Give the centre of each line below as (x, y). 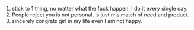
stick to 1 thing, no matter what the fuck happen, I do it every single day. (100, 9)
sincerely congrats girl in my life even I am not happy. (77, 21)
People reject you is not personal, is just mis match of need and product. (100, 15)
